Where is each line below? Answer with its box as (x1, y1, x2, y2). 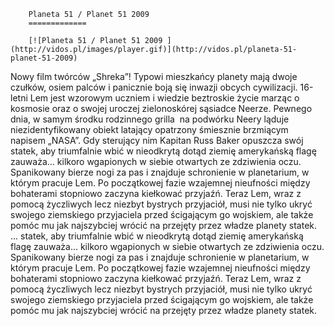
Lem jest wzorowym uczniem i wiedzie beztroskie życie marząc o (29, 92, 300, 104)
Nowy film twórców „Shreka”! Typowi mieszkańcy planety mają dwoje (10, 71, 298, 82)
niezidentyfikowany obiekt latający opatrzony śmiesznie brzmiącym (10, 124, 289, 135)
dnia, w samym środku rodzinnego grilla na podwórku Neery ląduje (10, 113, 290, 125)
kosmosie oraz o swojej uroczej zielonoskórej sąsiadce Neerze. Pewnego (10, 103, 313, 114)
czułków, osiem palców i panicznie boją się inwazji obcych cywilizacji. (10, 81, 298, 93)
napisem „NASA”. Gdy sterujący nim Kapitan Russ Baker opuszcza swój (10, 135, 304, 146)
